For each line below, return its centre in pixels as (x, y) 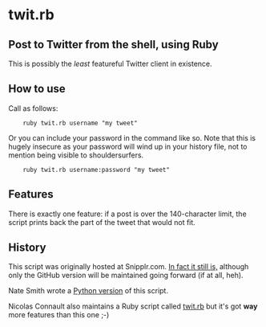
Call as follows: (33, 108)
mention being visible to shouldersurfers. (76, 155)
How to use (37, 89)
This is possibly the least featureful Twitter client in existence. (110, 63)
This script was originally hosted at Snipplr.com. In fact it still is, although (129, 267)
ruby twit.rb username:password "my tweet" (97, 170)
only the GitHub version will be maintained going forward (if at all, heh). (126, 276)
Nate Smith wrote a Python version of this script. (88, 291)
